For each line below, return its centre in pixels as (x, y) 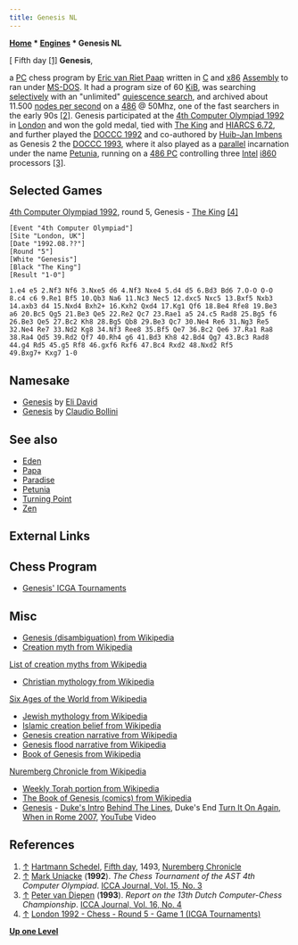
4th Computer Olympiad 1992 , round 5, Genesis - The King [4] (124, 212)
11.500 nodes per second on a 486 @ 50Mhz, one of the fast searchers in (144, 106)
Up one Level (34, 931)
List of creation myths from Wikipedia (78, 664)
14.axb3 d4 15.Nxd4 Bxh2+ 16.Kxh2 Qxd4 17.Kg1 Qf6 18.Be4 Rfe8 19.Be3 (143, 307)
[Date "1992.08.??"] (48, 244)
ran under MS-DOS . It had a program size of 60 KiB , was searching (132, 86)
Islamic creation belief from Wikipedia (91, 726)
